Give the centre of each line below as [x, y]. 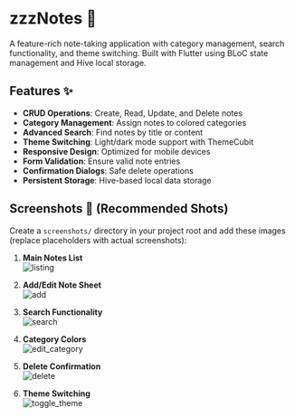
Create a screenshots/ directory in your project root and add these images [148, 231]
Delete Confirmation [62, 366]
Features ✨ [41, 91]
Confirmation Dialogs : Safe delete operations [108, 170]
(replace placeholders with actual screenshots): [98, 240]
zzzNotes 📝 [53, 19]
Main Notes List [52, 258]
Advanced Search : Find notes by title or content [113, 132]
